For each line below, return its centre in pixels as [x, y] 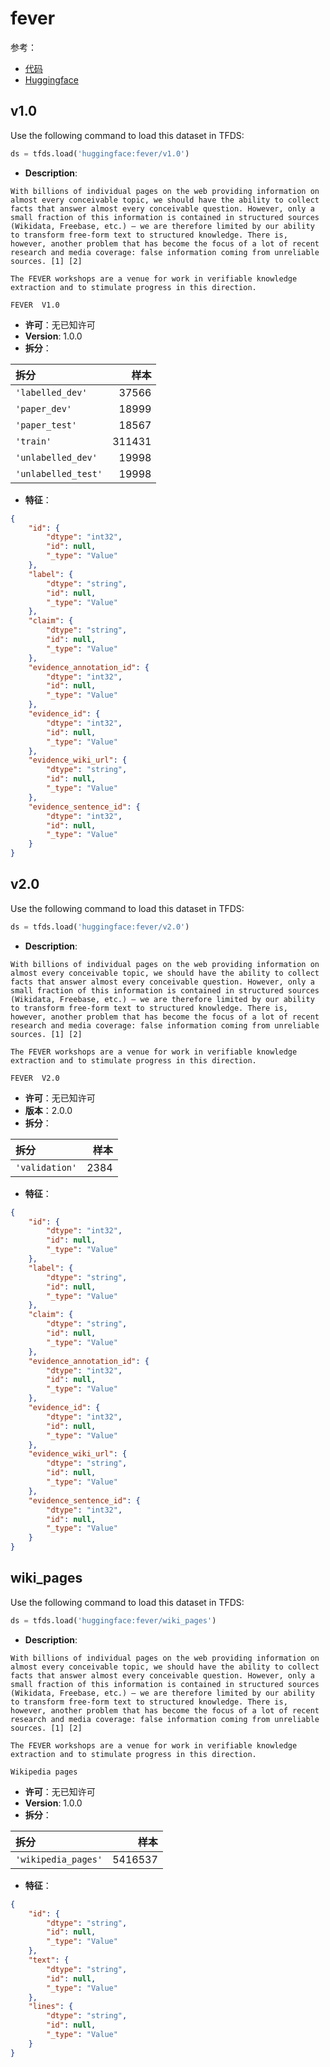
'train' [33, 441]
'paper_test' [46, 425]
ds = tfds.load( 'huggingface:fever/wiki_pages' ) [113, 1620]
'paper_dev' [44, 408]
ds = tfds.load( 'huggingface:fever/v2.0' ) [100, 927]
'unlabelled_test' [59, 473]
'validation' [46, 1167]
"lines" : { [51, 2007]
